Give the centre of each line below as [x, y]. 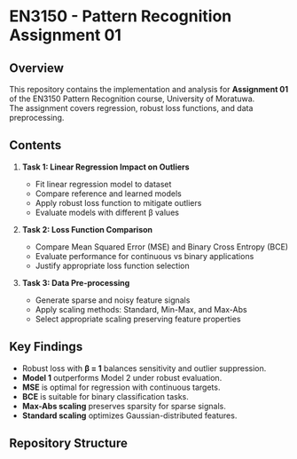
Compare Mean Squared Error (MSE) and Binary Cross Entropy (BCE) [162, 247]
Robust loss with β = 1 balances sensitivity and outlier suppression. [144, 368]
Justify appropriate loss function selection [112, 265]
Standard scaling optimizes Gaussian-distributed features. [129, 415]
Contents [35, 145]
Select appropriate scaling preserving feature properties [138, 319]
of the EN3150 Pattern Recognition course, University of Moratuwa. [132, 99]
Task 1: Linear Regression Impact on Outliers [106, 167]
